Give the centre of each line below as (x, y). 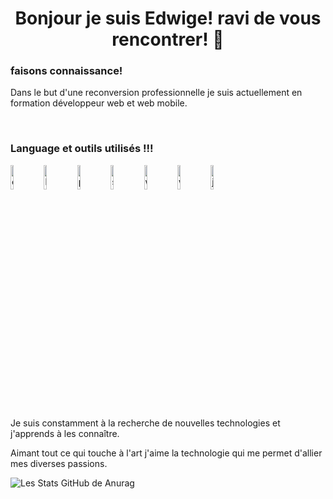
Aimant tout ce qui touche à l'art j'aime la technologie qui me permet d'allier (166, 453)
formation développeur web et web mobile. (99, 103)
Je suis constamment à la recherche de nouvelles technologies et (145, 423)
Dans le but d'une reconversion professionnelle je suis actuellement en (156, 93)
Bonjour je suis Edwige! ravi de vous (168, 18)
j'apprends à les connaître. (65, 433)
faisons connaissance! (66, 71)
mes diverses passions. (59, 463)
